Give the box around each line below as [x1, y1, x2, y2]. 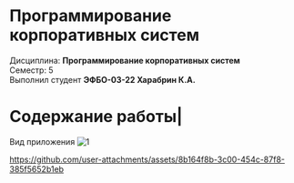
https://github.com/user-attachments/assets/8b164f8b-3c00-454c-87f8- [9, 154, 285, 165]
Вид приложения [9, 136, 76, 147]
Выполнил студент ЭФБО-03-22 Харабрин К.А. [9, 74, 196, 85]
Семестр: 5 [9, 65, 54, 76]
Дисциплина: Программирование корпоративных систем [9, 55, 241, 66]
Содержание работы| [9, 107, 183, 127]
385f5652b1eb [9, 163, 65, 174]
